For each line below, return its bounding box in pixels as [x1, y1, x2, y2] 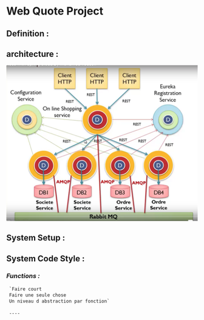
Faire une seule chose [8, 292, 67, 298]
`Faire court [8, 286, 42, 292]
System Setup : [6, 233, 66, 243]
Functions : [6, 272, 41, 280]
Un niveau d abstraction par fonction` [8, 298, 110, 304]
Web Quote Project [6, 4, 104, 18]
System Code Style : [6, 253, 85, 264]
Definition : [6, 28, 49, 39]
